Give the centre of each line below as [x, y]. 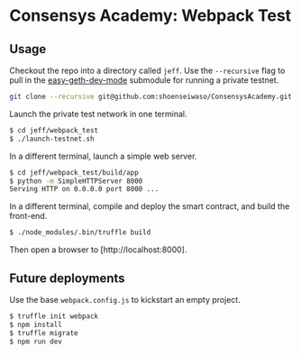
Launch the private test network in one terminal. [98, 114]
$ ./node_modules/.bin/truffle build [80, 232]
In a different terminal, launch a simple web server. [103, 156]
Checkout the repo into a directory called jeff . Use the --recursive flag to [147, 70]
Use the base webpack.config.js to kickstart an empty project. [125, 299]
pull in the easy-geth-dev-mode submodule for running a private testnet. [144, 80]
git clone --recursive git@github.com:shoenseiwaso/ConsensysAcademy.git [151, 96]
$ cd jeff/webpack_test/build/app [74, 172]
